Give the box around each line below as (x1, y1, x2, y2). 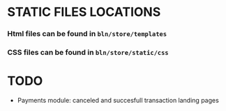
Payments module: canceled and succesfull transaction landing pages (17, 96, 220, 104)
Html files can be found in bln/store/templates (7, 29, 167, 39)
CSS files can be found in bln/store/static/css (7, 48, 169, 58)
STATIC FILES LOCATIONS (7, 4, 161, 20)
